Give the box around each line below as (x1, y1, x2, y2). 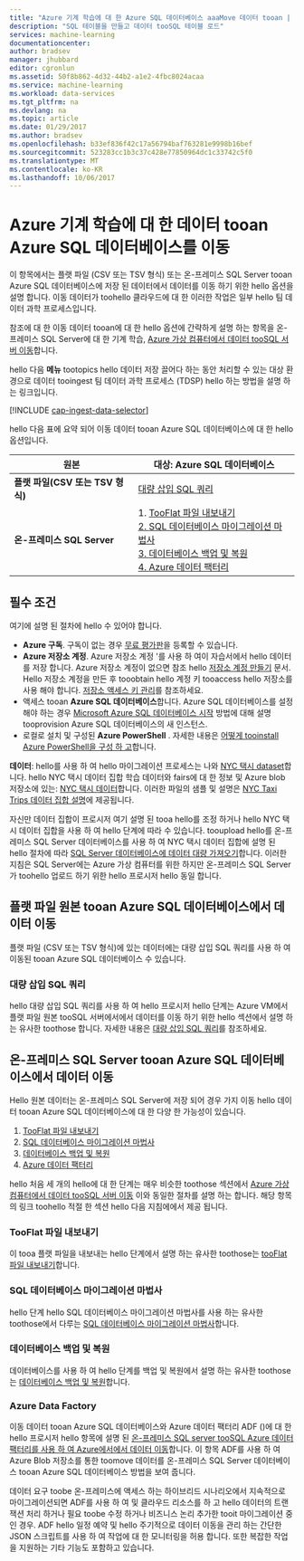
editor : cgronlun (9, 64, 75, 73)
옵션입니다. (9, 435, 49, 446)
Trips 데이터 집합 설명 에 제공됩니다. (9, 795, 135, 805)
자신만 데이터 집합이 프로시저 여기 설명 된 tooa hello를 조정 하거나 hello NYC (9, 814, 280, 824)
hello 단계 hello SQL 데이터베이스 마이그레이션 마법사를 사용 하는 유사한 (9, 1307, 264, 1318)
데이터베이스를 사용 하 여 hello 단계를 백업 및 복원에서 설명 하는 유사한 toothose (9, 1365, 291, 1375)
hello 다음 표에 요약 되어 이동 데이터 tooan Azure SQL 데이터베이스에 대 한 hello (9, 424, 294, 434)
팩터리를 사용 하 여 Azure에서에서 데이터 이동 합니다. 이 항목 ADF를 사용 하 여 (9, 1444, 280, 1455)
